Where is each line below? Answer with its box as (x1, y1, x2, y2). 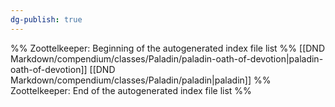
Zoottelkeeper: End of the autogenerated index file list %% (10, 84, 252, 96)
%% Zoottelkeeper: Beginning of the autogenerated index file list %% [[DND (10, 42, 325, 54)
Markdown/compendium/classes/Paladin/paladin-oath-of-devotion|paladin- (10, 52, 324, 65)
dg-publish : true (10, 14, 83, 25)
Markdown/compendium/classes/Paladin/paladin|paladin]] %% (10, 74, 272, 86)
